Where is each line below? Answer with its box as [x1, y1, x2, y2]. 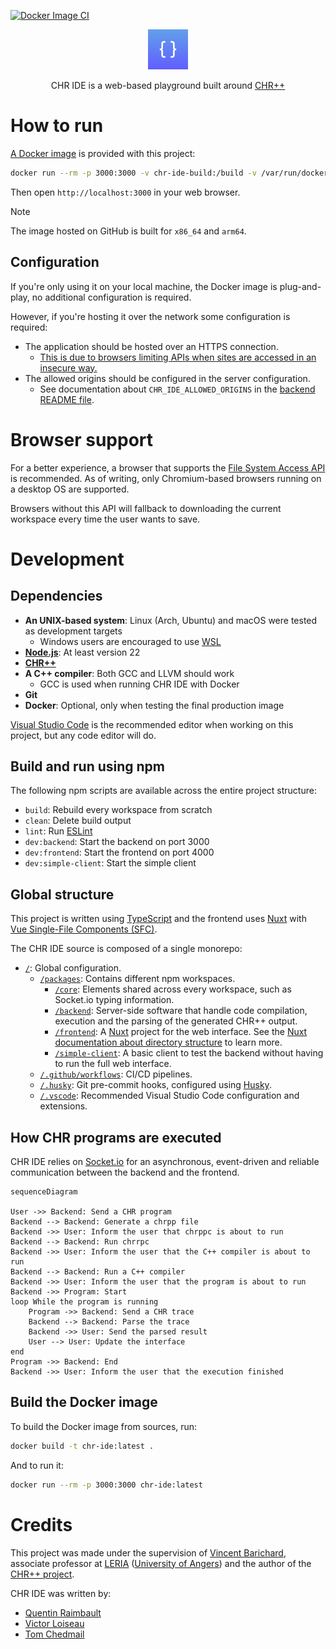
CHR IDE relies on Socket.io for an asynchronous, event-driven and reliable [10, 1156, 320, 1167]
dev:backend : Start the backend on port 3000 [24, 836, 210, 848]
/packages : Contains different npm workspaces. [39, 973, 236, 985]
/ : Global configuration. [24, 962, 122, 974]
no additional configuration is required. [31, 291, 192, 303]
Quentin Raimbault [24, 1606, 102, 1619]
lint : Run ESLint [24, 825, 93, 837]
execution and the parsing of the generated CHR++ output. [54, 1015, 298, 1027]
